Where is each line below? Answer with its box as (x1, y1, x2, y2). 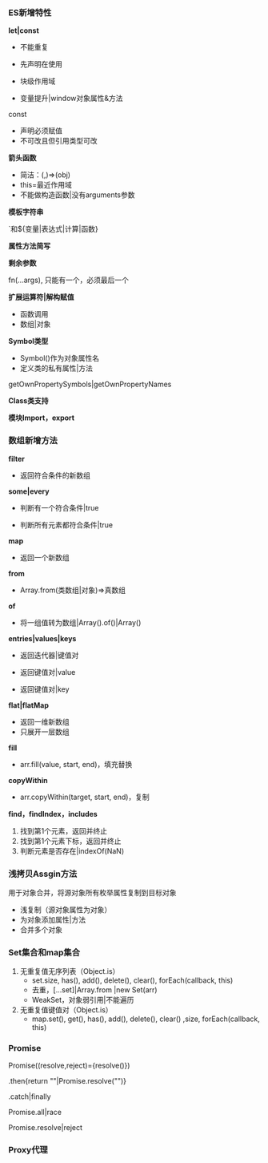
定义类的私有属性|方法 (19, 363, 94, 374)
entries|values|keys (8, 633, 77, 643)
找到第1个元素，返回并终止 (19, 826, 108, 835)
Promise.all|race (8, 1108, 62, 1117)
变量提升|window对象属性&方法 (19, 94, 123, 103)
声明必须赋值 (19, 126, 62, 135)
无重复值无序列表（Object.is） (19, 967, 120, 976)
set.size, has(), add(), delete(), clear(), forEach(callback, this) (31, 975, 234, 985)
